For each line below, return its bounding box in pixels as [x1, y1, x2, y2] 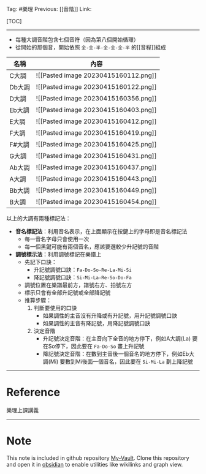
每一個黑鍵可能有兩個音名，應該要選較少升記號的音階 [24, 243, 159, 250]
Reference [6, 385, 60, 399]
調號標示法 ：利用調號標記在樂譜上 [15, 250, 102, 258]
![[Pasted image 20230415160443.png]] [36, 175, 158, 182]
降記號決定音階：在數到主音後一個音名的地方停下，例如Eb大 [42, 350, 195, 357]
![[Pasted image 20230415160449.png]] [36, 186, 158, 194]
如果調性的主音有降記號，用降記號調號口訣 [42, 320, 151, 326]
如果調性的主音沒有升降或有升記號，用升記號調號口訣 [42, 312, 178, 319]
